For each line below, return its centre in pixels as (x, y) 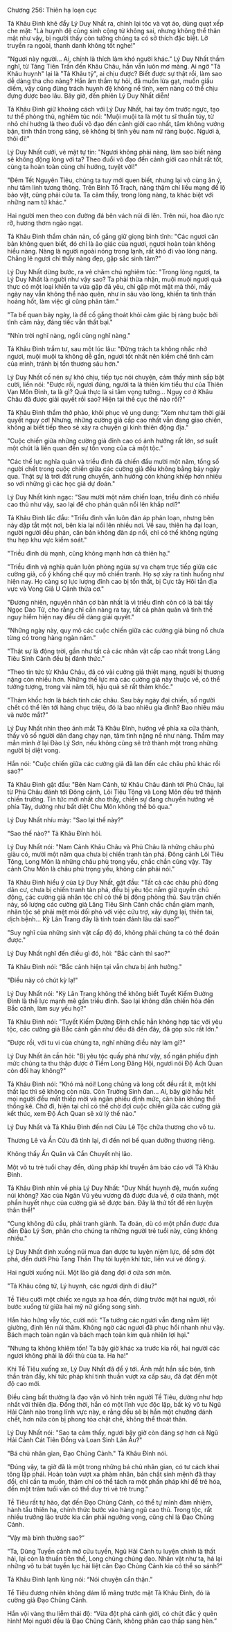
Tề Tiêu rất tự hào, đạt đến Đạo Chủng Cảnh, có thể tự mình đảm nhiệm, (110, 1502)
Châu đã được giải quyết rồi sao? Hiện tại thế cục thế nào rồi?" (96, 399)
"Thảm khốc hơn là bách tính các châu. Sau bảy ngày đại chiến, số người (111, 700)
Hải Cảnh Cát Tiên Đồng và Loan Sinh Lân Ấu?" (75, 1440)
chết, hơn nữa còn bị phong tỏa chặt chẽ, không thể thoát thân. (97, 1419)
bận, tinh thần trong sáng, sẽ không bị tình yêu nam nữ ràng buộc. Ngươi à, (114, 131)
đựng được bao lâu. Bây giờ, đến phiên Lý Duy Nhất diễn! (88, 96)
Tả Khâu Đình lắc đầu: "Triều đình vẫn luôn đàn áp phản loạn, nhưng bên (111, 518)
